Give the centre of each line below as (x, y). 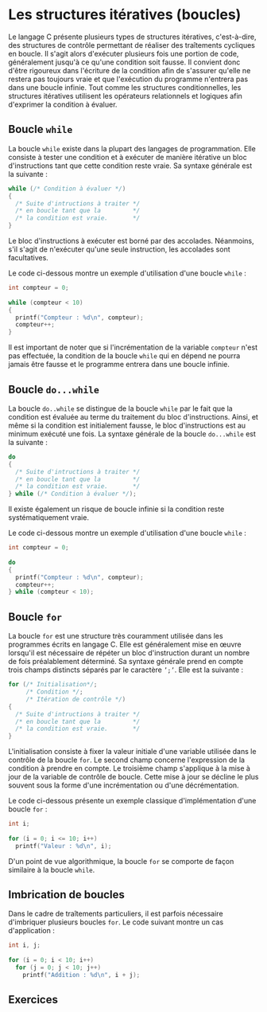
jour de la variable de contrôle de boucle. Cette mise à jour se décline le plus (134, 777)
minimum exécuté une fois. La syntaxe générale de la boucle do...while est (132, 434)
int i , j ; (25, 945)
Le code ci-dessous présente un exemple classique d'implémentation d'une (132, 801)
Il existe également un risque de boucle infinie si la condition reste (116, 509)
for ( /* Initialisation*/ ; (53, 685)
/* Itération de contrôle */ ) (76, 699)
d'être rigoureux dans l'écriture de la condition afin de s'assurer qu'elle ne (130, 70)
